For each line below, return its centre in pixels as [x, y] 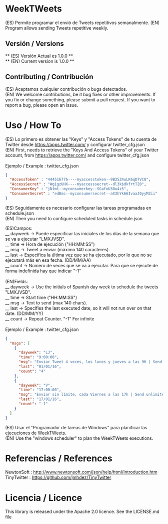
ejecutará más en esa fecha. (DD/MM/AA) [48, 260]
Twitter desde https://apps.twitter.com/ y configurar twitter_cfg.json [75, 144]
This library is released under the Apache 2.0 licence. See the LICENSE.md [82, 511]
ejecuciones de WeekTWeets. [36, 433]
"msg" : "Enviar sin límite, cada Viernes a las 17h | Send [81, 395]
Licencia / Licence [44, 498]
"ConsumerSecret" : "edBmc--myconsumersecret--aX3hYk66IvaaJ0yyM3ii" [83, 194]
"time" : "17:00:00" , [40, 390]
